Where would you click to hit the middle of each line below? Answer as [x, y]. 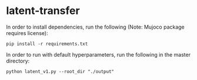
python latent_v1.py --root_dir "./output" [60, 71]
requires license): [27, 33]
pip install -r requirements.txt [47, 44]
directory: [18, 61]
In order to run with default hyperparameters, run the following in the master [98, 54]
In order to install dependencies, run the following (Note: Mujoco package [96, 27]
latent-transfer [43, 11]
